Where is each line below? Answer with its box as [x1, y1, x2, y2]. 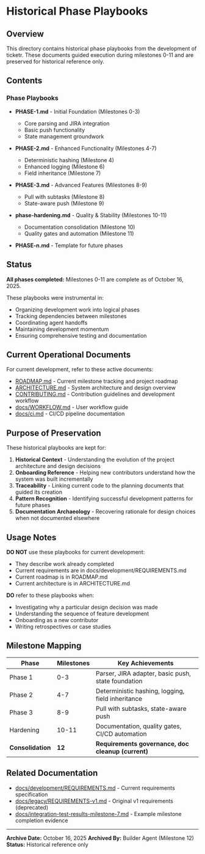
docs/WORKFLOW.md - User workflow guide [15, 404, 129, 411]
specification [15, 790, 48, 798]
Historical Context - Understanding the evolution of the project [15, 456, 175, 463]
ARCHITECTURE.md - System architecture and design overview [15, 384, 176, 392]
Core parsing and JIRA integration [24, 119, 110, 127]
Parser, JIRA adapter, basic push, [95, 669, 191, 677]
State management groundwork [24, 133, 104, 140]
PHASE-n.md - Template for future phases [15, 242, 123, 249]
